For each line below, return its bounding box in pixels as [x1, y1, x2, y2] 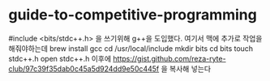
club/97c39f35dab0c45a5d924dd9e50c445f [8, 63, 160, 74]
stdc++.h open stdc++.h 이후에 [8, 53, 112, 63]
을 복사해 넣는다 [161, 63, 212, 74]
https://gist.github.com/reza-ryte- [113, 53, 226, 63]
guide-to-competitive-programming [8, 6, 257, 24]
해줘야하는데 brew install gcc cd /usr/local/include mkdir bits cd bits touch [8, 43, 254, 53]
